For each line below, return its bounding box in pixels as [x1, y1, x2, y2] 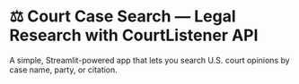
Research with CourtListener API [9, 25, 259, 46]
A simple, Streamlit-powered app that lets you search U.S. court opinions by [9, 55, 290, 65]
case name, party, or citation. [9, 64, 119, 75]
